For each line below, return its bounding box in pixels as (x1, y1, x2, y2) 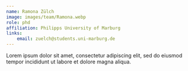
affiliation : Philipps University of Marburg (6, 25, 120, 31)
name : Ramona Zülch (6, 8, 55, 15)
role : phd (6, 19, 31, 25)
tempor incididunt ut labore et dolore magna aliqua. (6, 58, 132, 65)
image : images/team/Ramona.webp (6, 14, 86, 20)
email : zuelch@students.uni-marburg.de (17, 36, 116, 42)
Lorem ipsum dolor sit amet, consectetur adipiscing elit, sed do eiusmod (6, 52, 183, 59)
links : (6, 31, 23, 36)
